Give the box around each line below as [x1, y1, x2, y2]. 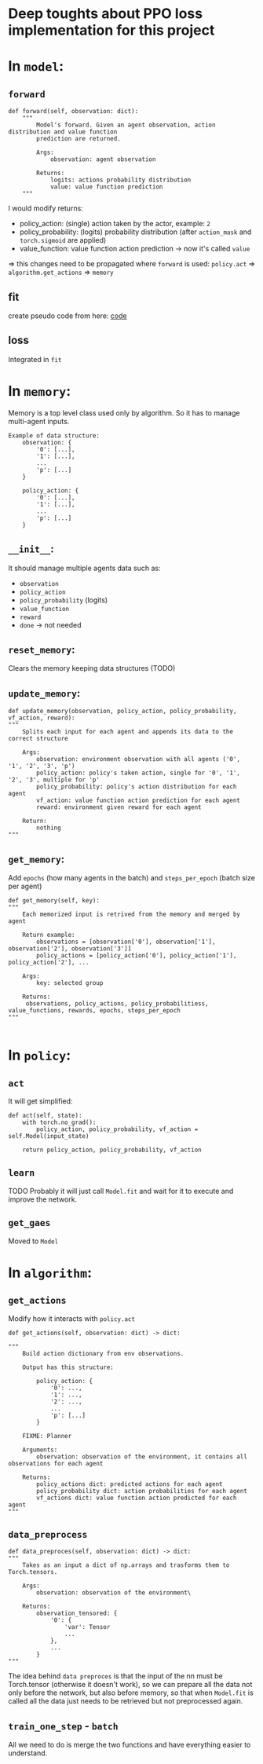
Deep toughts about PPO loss [8, 5, 203, 23]
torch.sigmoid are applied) [19, 236, 107, 245]
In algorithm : [8, 1264, 93, 1281]
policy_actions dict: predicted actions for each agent [36, 1480, 223, 1488]
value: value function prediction [49, 183, 163, 191]
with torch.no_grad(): [22, 1118, 97, 1126]
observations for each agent [8, 1459, 104, 1467]
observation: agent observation [49, 156, 156, 163]
